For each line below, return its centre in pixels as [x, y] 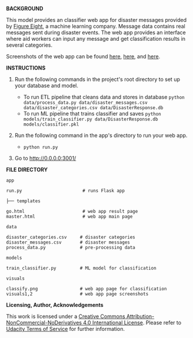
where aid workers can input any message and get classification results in [96, 39]
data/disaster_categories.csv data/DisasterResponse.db [93, 108]
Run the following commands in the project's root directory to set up [97, 79]
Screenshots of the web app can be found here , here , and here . [83, 56]
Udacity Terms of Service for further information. [66, 329]
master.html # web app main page [69, 216]
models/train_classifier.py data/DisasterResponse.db [91, 119]
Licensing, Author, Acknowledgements [55, 305]
